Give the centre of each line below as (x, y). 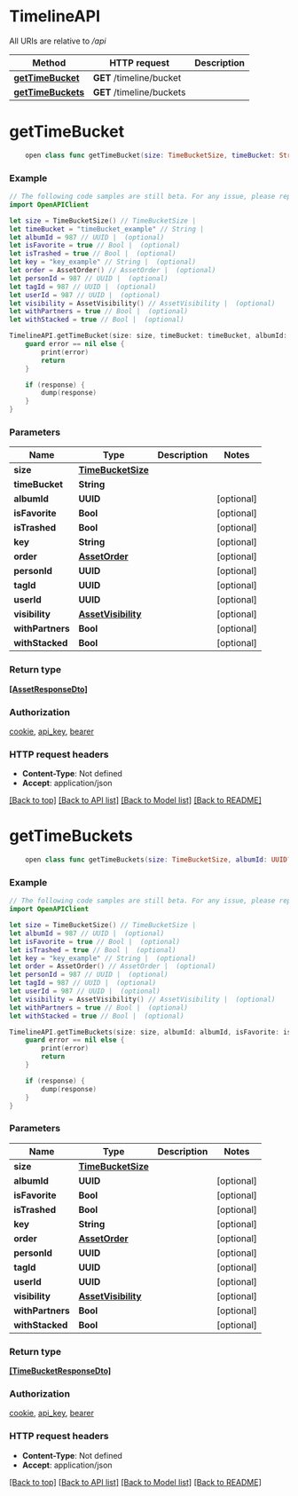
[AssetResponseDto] (49, 689)
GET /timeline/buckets (139, 92)
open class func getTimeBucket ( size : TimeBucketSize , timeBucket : (150, 155)
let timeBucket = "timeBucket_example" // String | (106, 229)
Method (49, 62)
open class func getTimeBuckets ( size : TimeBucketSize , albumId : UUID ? (158, 860)
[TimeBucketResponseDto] (60, 1371)
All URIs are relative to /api (58, 41)
